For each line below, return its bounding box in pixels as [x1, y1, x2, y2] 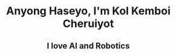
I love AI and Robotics [47, 41, 130, 51]
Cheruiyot [62, 17, 114, 30]
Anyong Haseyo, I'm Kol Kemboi [5, 4, 171, 18]
